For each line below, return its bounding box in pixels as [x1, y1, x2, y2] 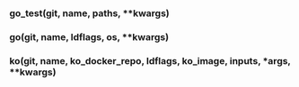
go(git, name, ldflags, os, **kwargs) [9, 30, 169, 43]
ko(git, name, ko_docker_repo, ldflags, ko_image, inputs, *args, [9, 54, 291, 67]
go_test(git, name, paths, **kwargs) [9, 7, 171, 20]
